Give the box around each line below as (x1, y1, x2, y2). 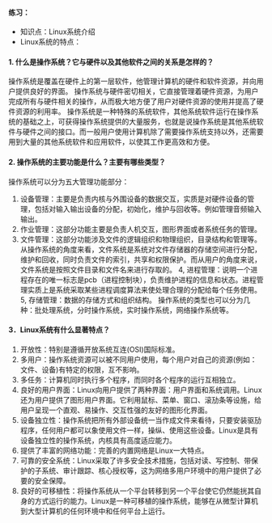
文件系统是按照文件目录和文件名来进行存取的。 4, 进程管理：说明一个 (19, 264, 251, 274)
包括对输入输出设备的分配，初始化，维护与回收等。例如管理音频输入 (34, 204, 261, 213)
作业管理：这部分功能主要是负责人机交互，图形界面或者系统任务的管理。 (19, 224, 261, 234)
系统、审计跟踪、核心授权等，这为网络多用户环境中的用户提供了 (41, 466, 255, 475)
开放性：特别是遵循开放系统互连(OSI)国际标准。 (19, 344, 180, 354)
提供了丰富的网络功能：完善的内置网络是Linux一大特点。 (19, 445, 209, 455)
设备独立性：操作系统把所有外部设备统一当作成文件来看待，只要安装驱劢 (19, 415, 261, 424)
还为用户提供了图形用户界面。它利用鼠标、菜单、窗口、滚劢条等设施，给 (19, 394, 261, 404)
